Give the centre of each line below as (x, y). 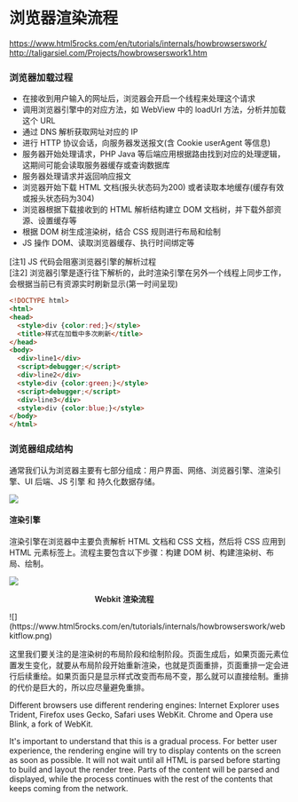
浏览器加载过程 (41, 77)
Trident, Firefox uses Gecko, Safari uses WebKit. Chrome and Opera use (141, 714)
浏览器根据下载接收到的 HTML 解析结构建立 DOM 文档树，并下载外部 (148, 210)
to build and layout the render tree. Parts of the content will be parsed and (145, 769)
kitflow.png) (31, 635)
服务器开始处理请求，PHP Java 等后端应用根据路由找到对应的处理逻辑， (153, 154)
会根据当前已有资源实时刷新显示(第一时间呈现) (94, 284)
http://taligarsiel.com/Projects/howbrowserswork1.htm (108, 52)
